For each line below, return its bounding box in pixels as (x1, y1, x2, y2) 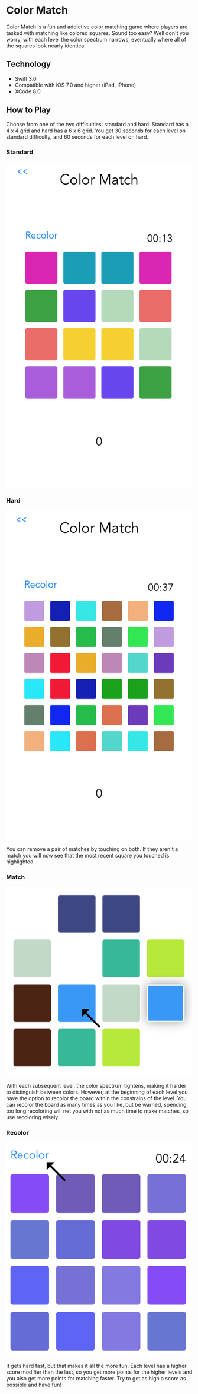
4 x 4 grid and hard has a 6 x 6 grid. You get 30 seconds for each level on (6, 127, 186, 134)
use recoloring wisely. (6, 1114, 60, 1121)
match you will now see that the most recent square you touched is (6, 852, 170, 859)
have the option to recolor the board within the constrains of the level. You (6, 1095, 187, 1102)
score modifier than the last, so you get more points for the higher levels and (6, 1368, 193, 1376)
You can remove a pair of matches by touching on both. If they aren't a (6, 845, 178, 852)
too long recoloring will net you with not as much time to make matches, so (6, 1107, 189, 1114)
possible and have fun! (6, 1381, 62, 1388)
